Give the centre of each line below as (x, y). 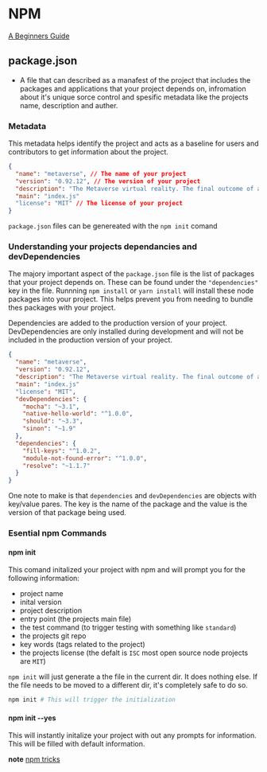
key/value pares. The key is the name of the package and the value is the (128, 504)
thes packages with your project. (62, 308)
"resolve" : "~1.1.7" (56, 466)
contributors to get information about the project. (89, 152)
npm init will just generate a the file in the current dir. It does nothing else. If (133, 676)
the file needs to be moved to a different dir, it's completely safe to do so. (128, 685)
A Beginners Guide (39, 36)
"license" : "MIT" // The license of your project (99, 204)
